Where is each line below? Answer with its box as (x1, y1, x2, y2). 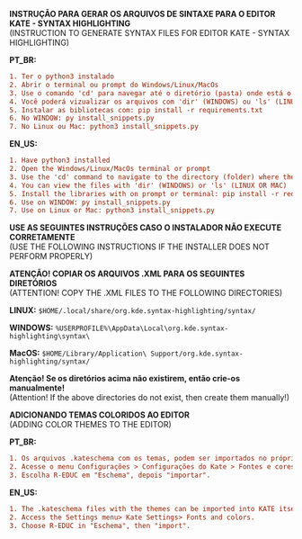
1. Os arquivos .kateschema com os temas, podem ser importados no (9, 454, 268, 463)
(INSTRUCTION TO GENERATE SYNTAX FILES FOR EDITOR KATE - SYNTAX (9, 28, 290, 38)
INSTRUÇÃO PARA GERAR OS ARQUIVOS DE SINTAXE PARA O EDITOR (9, 9, 276, 19)
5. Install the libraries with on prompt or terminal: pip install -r (9, 189, 280, 198)
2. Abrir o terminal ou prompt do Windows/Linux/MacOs (9, 80, 219, 89)
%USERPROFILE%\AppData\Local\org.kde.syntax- (55, 324, 229, 333)
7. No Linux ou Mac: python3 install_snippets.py (9, 122, 200, 131)
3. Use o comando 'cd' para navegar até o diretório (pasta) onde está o (9, 88, 292, 98)
